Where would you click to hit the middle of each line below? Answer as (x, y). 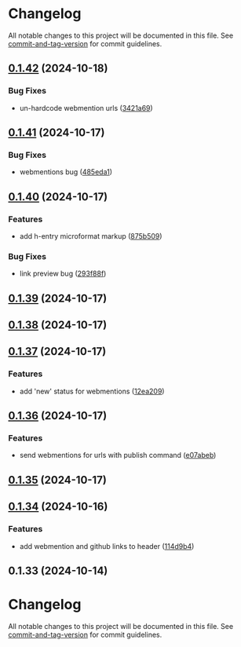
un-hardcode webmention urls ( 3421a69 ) (86, 108)
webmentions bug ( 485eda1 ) (66, 172)
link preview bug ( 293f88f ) (63, 274)
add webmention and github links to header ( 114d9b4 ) (107, 546)
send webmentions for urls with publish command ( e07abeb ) (118, 455)
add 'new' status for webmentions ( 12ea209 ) (92, 391)
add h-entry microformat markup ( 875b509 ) (91, 236)
